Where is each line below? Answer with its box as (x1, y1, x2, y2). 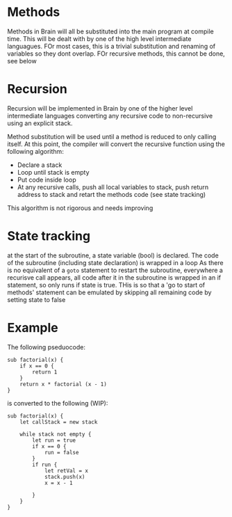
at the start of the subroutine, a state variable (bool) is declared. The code (7, 251, 219, 260)
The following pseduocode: (7, 342, 85, 351)
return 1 (32, 368, 58, 376)
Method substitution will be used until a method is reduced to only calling (7, 132, 217, 141)
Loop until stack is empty (17, 168, 90, 176)
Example (7, 320, 58, 335)
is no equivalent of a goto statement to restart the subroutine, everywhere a (7, 266, 224, 274)
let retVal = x (44, 467, 89, 474)
